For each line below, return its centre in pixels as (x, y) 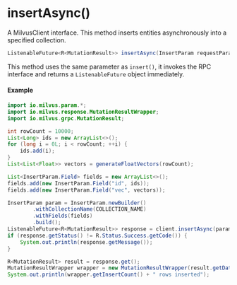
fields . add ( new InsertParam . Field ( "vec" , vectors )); (86, 190)
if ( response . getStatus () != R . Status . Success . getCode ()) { (98, 235)
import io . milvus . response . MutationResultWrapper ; (83, 112)
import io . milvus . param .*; (47, 105)
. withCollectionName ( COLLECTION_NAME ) (90, 209)
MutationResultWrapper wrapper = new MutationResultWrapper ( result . (110, 268)
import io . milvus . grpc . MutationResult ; (66, 118)
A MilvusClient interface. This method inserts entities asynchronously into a (117, 33)
